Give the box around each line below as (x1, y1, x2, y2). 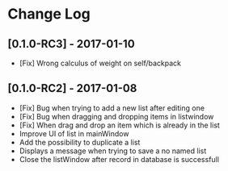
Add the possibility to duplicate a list (19, 137, 141, 147)
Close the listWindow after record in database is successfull (19, 154, 220, 164)
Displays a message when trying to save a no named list (19, 146, 207, 156)
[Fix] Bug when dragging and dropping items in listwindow (19, 111, 214, 121)
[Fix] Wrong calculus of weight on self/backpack (19, 58, 181, 68)
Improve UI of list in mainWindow (19, 128, 129, 138)
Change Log (7, 5, 91, 23)
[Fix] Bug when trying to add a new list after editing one (19, 102, 205, 113)
